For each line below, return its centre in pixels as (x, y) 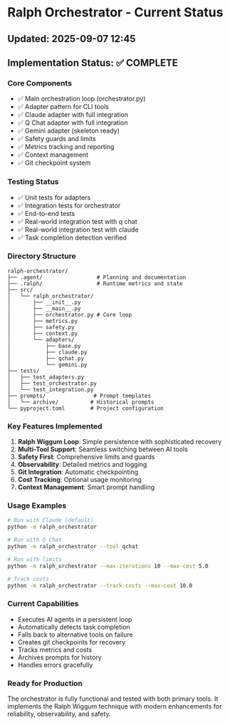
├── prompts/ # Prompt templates (79, 396)
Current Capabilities (43, 604)
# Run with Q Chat (35, 540)
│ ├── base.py (44, 346)
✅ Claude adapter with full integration (73, 115)
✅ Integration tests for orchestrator (69, 205)
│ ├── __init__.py (44, 302)
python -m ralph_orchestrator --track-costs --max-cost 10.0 (100, 585)
